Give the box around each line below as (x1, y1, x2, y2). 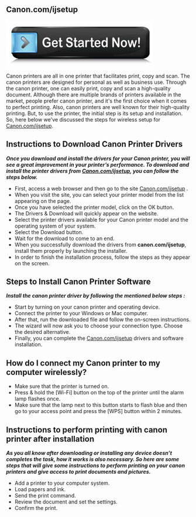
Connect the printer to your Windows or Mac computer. (14, 310, 148, 317)
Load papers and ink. (14, 486, 66, 493)
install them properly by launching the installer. (14, 247, 128, 254)
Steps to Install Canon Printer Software (6, 277, 151, 287)
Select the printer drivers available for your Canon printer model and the (14, 216, 188, 223)
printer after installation (6, 434, 95, 444)
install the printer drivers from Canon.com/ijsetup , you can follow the (6, 167, 179, 174)
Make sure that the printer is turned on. (14, 383, 109, 390)
